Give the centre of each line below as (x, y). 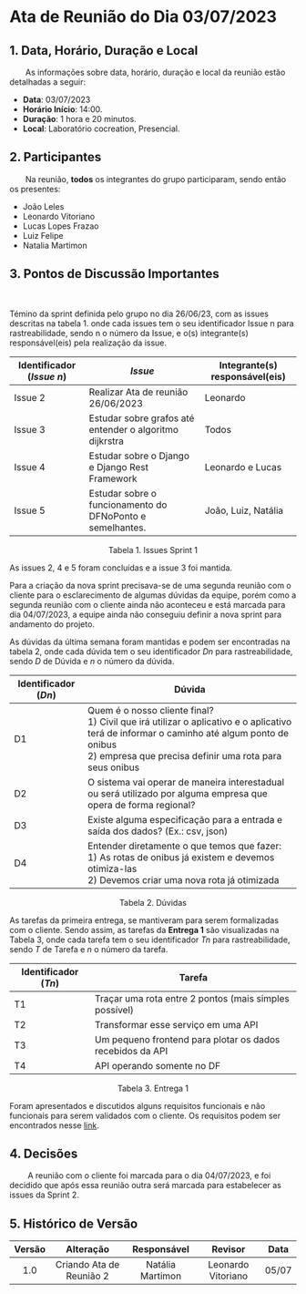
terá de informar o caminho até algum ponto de (189, 733)
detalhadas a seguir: (48, 82)
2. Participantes (56, 157)
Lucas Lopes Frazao (61, 226)
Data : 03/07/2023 (56, 99)
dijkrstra (107, 441)
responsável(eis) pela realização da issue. (88, 343)
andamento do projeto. (52, 624)
